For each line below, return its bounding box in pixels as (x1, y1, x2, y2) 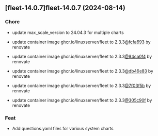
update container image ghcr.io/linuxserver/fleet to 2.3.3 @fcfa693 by (12, 39, 151, 45)
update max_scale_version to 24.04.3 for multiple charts (12, 29, 124, 35)
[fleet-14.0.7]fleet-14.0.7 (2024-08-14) (5, 4, 126, 12)
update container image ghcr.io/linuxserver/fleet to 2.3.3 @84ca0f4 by (12, 53, 152, 59)
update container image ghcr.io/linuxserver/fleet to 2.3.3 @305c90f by (12, 97, 152, 103)
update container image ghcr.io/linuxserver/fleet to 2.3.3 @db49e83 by (12, 68, 154, 74)
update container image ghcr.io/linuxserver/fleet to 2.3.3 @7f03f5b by (12, 83, 151, 88)
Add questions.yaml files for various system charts (12, 125, 114, 131)
